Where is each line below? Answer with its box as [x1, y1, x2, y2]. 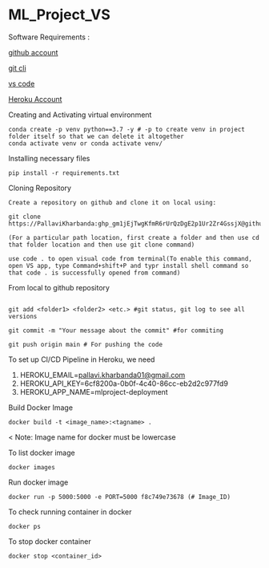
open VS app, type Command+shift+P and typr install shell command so [8, 262, 249, 270]
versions [8, 312, 38, 320]
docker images [8, 463, 56, 471]
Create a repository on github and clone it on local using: [8, 198, 217, 206]
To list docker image [8, 448, 75, 457]
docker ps [8, 522, 42, 530]
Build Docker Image [8, 403, 74, 412]
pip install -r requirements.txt [8, 168, 120, 177]
